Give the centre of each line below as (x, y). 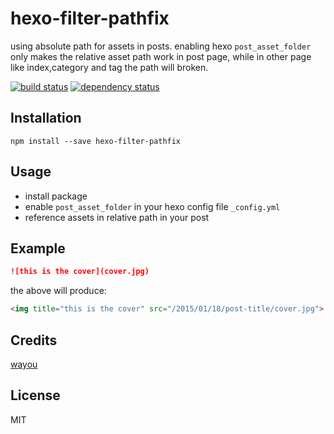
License (35, 395)
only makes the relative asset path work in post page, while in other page (161, 56)
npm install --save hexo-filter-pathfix (96, 141)
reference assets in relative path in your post (117, 217)
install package (56, 196)
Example (38, 248)
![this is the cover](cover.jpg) (80, 272)
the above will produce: (58, 291)
